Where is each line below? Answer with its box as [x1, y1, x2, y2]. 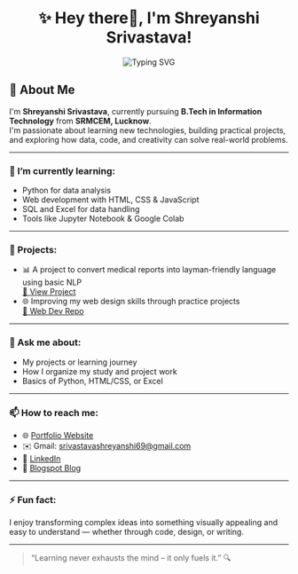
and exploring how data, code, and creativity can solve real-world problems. [9, 134, 288, 145]
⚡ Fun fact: [9, 493, 57, 506]
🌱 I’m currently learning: [9, 164, 115, 177]
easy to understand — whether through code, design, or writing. [9, 527, 244, 538]
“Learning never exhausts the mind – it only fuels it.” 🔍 [30, 553, 231, 563]
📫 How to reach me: [9, 406, 99, 419]
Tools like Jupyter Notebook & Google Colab [21, 213, 184, 224]
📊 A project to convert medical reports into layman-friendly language [21, 264, 277, 275]
